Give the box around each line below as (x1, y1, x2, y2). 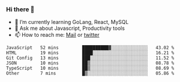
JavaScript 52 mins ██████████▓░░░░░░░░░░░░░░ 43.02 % (6, 45, 175, 51)
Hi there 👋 (6, 5, 35, 13)
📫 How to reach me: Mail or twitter (14, 32, 100, 39)
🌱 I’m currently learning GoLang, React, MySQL (14, 19, 129, 26)
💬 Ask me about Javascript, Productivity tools (14, 25, 125, 32)
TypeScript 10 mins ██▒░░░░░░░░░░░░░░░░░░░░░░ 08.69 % (6, 66, 175, 71)
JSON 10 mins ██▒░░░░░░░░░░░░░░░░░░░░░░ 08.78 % (6, 60, 175, 66)
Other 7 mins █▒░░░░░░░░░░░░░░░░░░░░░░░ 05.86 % (6, 70, 175, 77)
